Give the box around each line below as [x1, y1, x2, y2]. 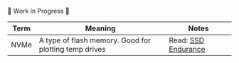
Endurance [169, 45, 206, 54]
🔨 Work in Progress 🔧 [7, 7, 70, 15]
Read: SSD [169, 35, 205, 45]
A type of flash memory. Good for [38, 35, 152, 45]
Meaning [85, 23, 116, 33]
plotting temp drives [38, 45, 106, 54]
